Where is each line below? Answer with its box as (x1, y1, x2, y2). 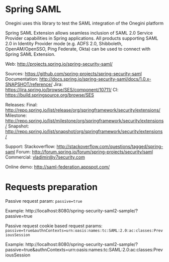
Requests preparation (5, 182, 98, 193)
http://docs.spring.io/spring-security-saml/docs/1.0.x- (39, 76, 151, 82)
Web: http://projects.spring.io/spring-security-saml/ (5, 61, 113, 67)
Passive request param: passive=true (5, 198, 82, 204)
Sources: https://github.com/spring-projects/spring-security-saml (5, 70, 142, 76)
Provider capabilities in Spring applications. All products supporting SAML (5, 35, 158, 41)
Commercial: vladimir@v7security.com (5, 154, 86, 160)
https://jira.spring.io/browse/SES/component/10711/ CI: (5, 86, 119, 92)
